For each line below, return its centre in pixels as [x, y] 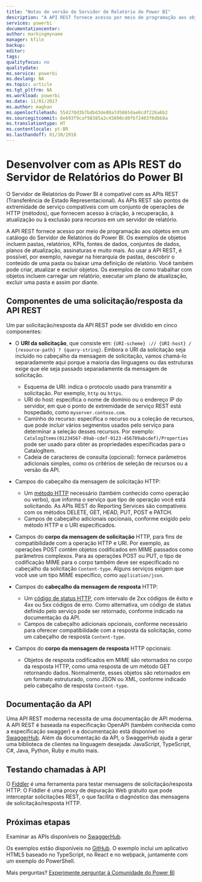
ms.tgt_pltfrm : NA [29, 90]
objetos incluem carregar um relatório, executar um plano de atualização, [97, 276]
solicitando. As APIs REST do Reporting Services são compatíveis [105, 506]
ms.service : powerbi [32, 73]
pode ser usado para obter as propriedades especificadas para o [105, 444]
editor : [16, 51]
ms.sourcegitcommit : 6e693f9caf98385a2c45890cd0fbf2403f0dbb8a [87, 118]
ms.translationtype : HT [36, 124]
